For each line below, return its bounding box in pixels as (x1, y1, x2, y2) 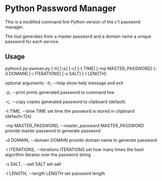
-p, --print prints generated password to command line (5, 89, 115, 95)
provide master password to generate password (5, 128, 101, 134)
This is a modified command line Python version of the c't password (5, 19, 141, 25)
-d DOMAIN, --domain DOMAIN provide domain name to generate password (5, 137, 157, 143)
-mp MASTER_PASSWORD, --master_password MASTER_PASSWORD (5, 122, 144, 128)
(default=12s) (5, 113, 31, 119)
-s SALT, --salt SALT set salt (5, 161, 61, 167)
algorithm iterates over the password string (5, 151, 91, 157)
